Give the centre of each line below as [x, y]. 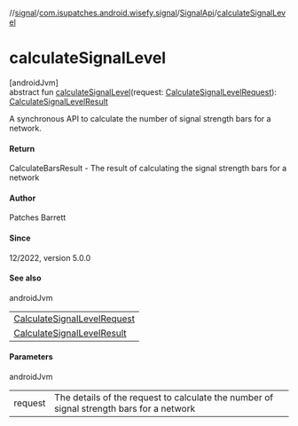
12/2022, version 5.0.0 [50, 257]
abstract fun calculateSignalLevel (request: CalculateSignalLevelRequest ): [143, 91]
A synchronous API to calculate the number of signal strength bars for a [140, 118]
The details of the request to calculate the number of [164, 397]
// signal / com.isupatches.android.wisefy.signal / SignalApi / [113, 13]
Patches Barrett [38, 217]
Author [23, 198]
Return [22, 148]
